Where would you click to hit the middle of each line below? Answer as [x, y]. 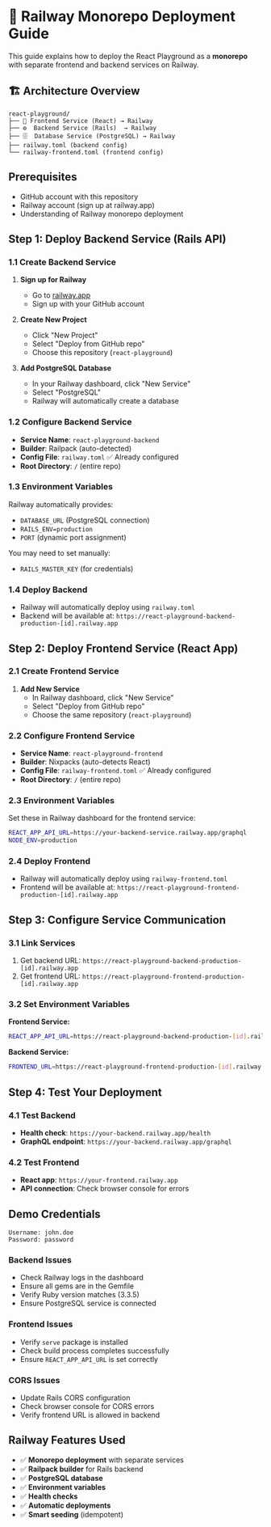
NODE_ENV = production [43, 840]
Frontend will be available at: [67, 887]
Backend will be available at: [67, 616]
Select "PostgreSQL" [67, 392]
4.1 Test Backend [42, 1115]
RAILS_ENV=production [56, 529]
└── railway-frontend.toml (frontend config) [86, 152]
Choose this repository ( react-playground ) [102, 353]
